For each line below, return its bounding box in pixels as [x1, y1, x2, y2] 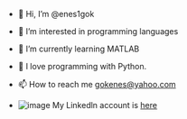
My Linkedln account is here [52, 100, 158, 110]
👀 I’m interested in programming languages [17, 26, 179, 36]
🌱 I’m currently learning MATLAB [17, 43, 140, 54]
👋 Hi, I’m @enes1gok [17, 9, 95, 19]
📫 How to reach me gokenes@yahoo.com [17, 79, 176, 89]
